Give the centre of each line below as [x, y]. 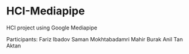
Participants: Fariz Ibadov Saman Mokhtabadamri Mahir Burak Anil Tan [95, 39]
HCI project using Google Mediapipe [52, 28]
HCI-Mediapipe [46, 11]
